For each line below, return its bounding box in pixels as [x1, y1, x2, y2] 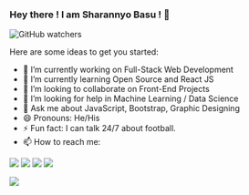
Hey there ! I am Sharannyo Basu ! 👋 [9, 8, 171, 21]
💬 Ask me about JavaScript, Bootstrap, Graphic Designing [22, 103, 240, 114]
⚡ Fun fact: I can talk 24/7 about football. [22, 123, 176, 134]
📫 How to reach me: [22, 137, 101, 148]
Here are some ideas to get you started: [9, 46, 160, 57]
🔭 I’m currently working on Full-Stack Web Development [22, 64, 234, 76]
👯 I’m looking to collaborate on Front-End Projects [22, 84, 210, 95]
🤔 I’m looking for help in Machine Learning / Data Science [22, 93, 239, 104]
